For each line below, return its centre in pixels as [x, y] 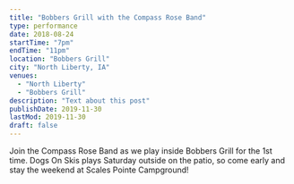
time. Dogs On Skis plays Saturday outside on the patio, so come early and [147, 160]
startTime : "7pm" [42, 42]
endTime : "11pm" [39, 51]
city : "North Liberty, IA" [60, 68]
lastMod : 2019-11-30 [48, 117]
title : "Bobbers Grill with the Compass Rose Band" [108, 17]
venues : [24, 76]
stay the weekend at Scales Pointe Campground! [99, 170]
